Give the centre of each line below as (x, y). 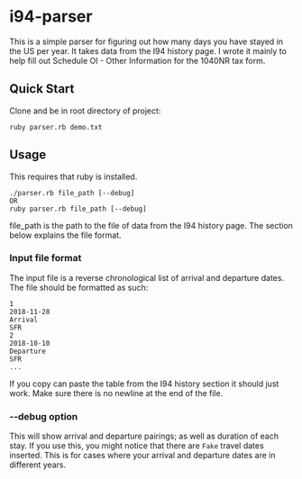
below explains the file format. (65, 235)
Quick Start (42, 89)
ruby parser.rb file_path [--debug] (78, 209)
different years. (37, 465)
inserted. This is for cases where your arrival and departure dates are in (142, 456)
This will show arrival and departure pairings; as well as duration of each (144, 436)
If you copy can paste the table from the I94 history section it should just (144, 384)
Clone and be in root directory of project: (85, 111)
